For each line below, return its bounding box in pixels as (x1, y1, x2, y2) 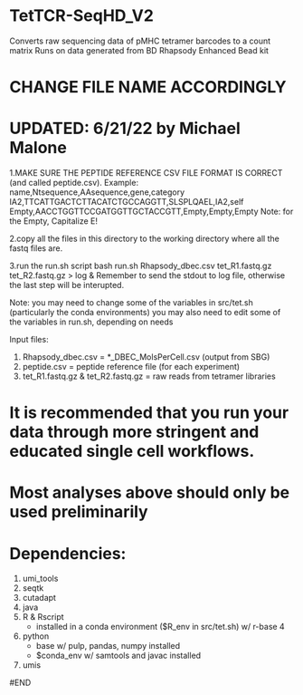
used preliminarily (9, 502, 148, 522)
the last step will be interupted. (9, 280, 125, 291)
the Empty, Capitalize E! (9, 216, 98, 227)
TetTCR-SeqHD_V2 (9, 5, 154, 26)
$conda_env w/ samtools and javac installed (35, 650, 202, 661)
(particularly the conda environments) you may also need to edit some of (9, 307, 281, 318)
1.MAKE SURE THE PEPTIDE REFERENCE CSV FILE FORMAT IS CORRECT (9, 168, 283, 179)
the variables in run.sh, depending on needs (9, 316, 174, 327)
